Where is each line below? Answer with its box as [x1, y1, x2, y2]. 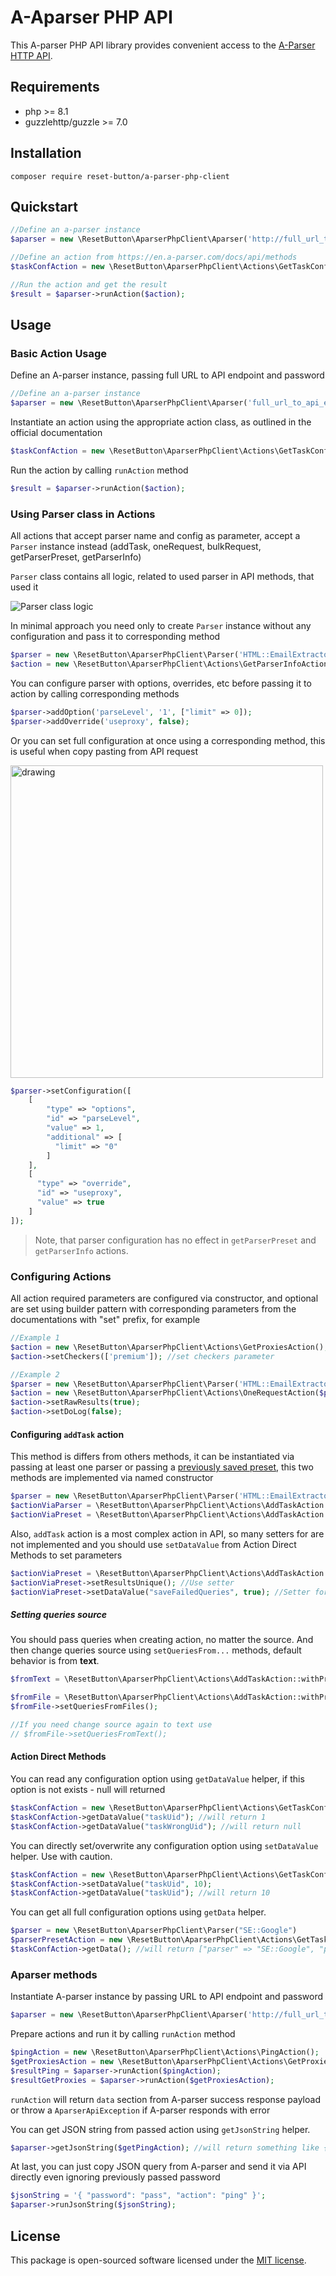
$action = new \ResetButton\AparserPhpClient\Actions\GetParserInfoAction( [10, 659, 333, 669]
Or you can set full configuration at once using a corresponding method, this [10, 734, 326, 746]
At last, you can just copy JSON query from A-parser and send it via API [10, 2161, 307, 2173]
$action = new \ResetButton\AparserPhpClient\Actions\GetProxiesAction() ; [10, 1342, 329, 1352]
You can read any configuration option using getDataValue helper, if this [10, 1773, 305, 1785]
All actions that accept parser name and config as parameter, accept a [10, 530, 301, 542]
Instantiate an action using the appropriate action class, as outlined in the [10, 416, 312, 428]
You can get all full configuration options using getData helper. [10, 1906, 267, 1918]
